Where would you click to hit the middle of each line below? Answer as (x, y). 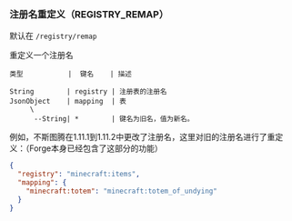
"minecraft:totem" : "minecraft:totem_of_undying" (122, 191)
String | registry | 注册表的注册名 (88, 92)
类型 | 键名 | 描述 (70, 75)
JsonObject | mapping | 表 (68, 102)
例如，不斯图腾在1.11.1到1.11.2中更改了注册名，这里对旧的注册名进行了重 (142, 137)
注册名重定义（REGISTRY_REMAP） (89, 14)
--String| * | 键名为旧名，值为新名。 (114, 119)
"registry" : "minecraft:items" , (79, 175)
